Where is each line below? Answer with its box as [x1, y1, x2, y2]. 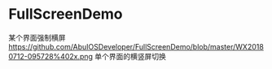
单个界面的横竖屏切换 [94, 51, 167, 61]
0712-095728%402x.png [8, 51, 94, 61]
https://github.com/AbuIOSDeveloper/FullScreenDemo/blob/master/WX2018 [8, 41, 265, 51]
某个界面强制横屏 [8, 32, 66, 42]
